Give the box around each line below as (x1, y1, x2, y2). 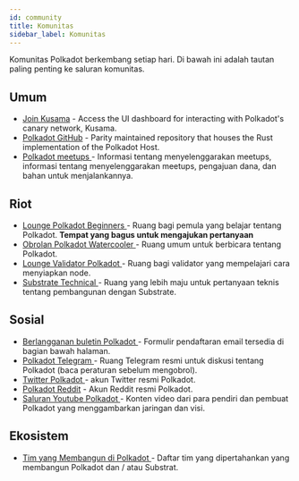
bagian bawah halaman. (21, 345, 111, 356)
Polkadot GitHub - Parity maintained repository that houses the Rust (21, 132, 273, 143)
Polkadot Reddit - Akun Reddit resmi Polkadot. (21, 384, 193, 394)
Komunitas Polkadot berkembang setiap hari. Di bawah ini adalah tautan (9, 55, 275, 65)
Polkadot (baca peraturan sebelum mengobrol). (21, 364, 198, 376)
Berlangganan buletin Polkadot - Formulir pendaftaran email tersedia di (21, 336, 285, 347)
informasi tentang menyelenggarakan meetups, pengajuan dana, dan (21, 161, 277, 172)
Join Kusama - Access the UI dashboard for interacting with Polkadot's (21, 114, 285, 124)
